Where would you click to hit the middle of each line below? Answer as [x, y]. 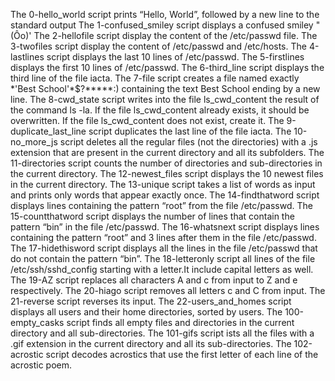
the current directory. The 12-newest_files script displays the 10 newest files [167, 173]
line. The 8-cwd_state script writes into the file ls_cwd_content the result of [165, 99]
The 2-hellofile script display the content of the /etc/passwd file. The [175, 35]
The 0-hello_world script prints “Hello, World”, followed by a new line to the [165, 14]
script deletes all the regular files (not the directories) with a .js [188, 142]
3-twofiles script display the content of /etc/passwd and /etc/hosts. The [158, 46]
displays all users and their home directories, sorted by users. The [146, 312]
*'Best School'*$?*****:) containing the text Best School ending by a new [165, 88]
